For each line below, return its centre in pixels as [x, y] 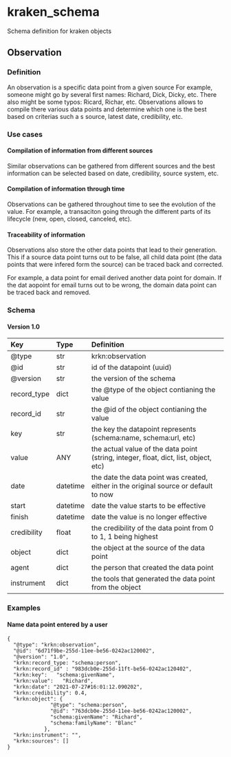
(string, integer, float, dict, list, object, [151, 458]
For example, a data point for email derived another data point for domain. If [114, 278]
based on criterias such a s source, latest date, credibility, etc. [95, 116]
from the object [116, 587]
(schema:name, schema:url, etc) [143, 438]
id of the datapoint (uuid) [131, 367]
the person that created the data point [152, 568]
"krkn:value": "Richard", [54, 681]
